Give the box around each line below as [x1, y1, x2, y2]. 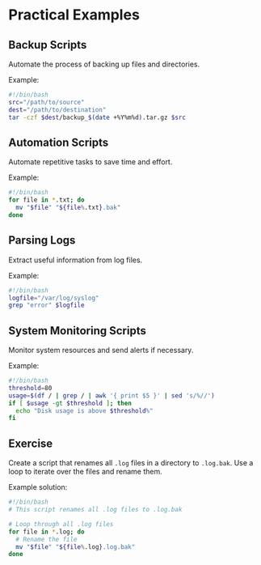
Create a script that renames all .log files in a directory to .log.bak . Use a [8, 458, 254, 468]
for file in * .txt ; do [8, 196, 85, 204]
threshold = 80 [8, 384, 53, 392]
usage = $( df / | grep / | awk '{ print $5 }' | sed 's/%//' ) [8, 391, 216, 400]
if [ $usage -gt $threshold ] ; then [8, 399, 132, 407]
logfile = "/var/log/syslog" [8, 294, 99, 302]
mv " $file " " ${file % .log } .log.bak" [15, 542, 136, 551]
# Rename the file [15, 535, 78, 543]
